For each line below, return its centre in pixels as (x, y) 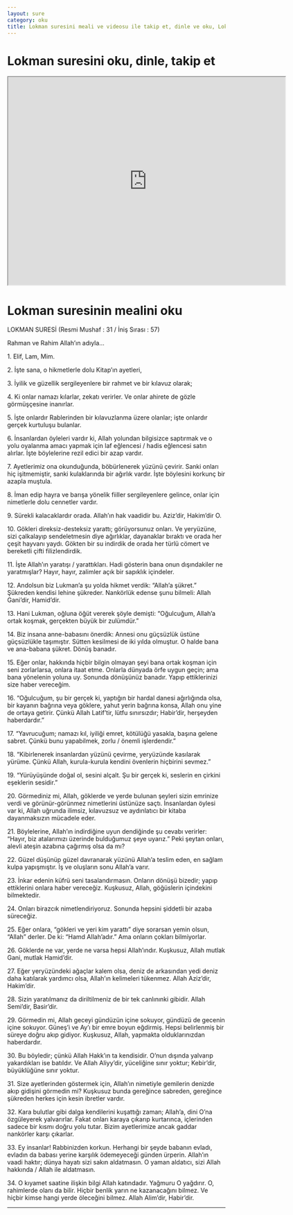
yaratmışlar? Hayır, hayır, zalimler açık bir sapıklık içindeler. (91, 572)
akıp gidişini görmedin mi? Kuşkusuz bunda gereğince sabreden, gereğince (115, 1091)
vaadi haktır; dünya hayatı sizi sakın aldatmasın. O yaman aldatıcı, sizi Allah (114, 1162)
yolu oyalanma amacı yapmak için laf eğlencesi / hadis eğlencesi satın (107, 446)
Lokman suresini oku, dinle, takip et (112, 61)
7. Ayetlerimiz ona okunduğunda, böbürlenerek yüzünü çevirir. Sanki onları (113, 467)
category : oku (28, 20)
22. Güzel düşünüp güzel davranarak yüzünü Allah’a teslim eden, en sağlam (115, 860)
